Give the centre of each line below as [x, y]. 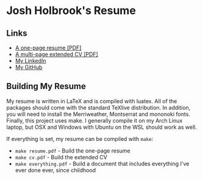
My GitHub [29, 67]
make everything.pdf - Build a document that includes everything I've [102, 164]
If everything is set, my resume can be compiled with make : [80, 139]
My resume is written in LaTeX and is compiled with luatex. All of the [92, 101]
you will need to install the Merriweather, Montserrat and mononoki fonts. [98, 114]
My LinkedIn [31, 61]
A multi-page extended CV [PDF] [57, 54]
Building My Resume [46, 86]
